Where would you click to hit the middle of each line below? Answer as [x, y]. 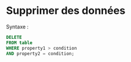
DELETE [14, 37]
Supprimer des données [66, 11]
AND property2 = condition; [40, 53]
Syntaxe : [18, 27]
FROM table [19, 43]
